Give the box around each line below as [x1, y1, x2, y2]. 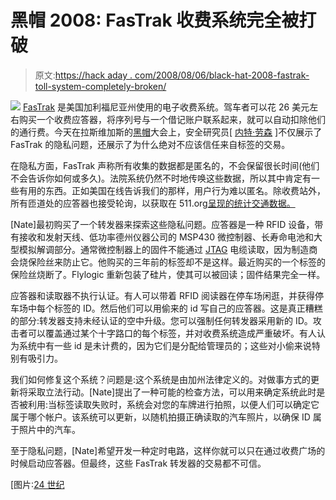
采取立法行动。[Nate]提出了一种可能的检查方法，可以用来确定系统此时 [27, 386, 317, 398]
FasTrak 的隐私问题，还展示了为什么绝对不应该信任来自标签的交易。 [10, 138, 291, 150]
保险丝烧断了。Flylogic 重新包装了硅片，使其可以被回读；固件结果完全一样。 [10, 268, 326, 280]
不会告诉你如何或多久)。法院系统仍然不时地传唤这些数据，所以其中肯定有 [10, 172, 312, 184]
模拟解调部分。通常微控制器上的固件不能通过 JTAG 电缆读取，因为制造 [18, 243, 310, 255]
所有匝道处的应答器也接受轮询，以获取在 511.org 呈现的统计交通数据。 [10, 197, 296, 209]
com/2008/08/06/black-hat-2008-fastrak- [134, 69, 310, 81]
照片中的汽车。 [18, 423, 81, 435]
